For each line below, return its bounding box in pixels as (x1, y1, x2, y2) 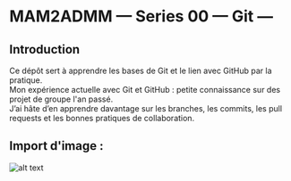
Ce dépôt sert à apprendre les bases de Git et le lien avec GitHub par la (9, 65, 272, 76)
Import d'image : (9, 138, 104, 153)
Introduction (9, 42, 81, 57)
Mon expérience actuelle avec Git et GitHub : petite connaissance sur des (9, 85, 280, 95)
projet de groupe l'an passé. (9, 94, 114, 104)
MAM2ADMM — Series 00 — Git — (9, 6, 273, 27)
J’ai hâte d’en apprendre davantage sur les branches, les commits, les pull (9, 103, 283, 113)
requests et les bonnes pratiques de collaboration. (9, 113, 195, 123)
